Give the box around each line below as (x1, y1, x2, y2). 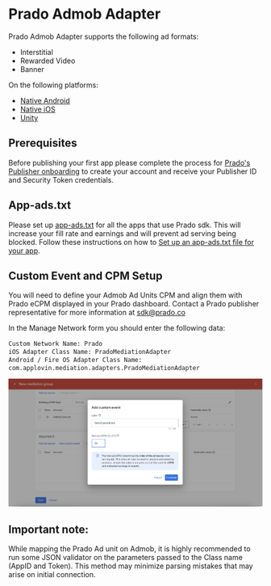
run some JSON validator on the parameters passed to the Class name (8, 552, 244, 562)
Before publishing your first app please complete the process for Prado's (8, 158, 251, 167)
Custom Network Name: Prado (8, 340, 103, 348)
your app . (8, 246, 40, 255)
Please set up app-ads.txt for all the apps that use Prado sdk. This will (8, 220, 241, 230)
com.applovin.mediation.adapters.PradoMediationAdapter (8, 365, 200, 373)
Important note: (8, 522, 89, 536)
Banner (19, 64, 44, 74)
